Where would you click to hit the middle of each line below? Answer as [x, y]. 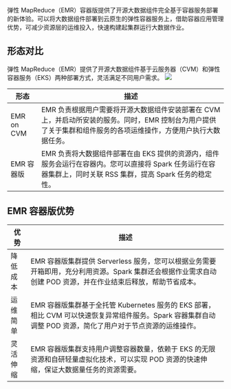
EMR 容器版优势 [41, 211]
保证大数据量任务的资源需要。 [92, 369]
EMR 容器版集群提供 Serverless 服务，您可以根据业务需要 [123, 261]
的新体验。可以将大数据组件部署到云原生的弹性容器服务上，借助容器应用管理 [115, 19]
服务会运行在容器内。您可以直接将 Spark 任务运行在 [125, 164]
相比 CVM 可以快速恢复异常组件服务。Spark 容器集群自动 [123, 315]
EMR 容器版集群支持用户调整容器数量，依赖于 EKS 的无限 [123, 348]
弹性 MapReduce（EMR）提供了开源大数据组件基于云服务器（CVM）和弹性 [114, 69]
